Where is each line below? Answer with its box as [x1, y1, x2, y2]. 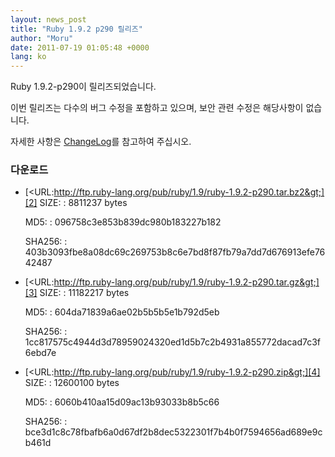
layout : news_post [10, 14, 87, 25]
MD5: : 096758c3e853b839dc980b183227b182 [24, 216, 222, 228]
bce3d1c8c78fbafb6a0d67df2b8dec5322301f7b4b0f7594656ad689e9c [24, 426, 323, 438]
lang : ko [10, 52, 47, 62]
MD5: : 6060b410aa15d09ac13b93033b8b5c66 [24, 396, 220, 408]
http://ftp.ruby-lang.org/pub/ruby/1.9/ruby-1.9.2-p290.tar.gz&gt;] [53, 276, 320, 288]
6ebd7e [24, 347, 57, 359]
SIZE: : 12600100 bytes [24, 377, 120, 389]
